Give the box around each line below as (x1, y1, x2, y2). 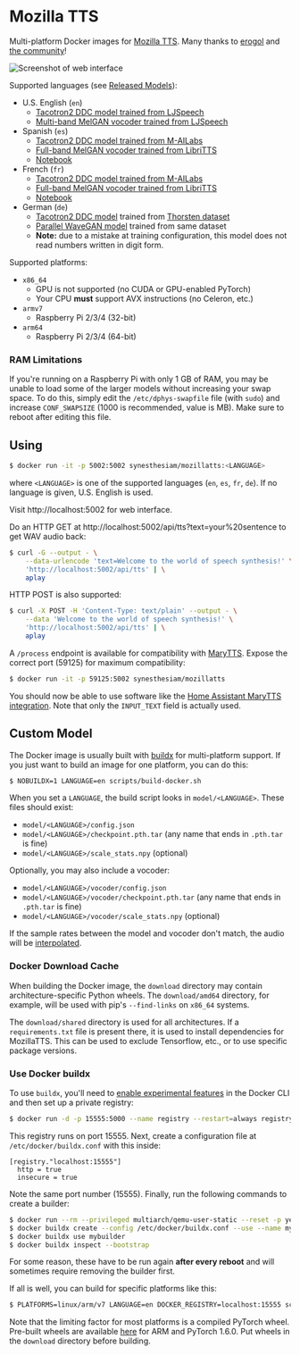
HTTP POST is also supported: (9, 590, 122, 600)
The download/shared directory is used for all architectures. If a (9, 1016, 239, 1027)
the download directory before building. (9, 1335, 152, 1346)
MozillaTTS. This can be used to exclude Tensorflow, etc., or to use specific (9, 1035, 287, 1046)
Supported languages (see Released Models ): (9, 79, 178, 90)
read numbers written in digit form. (35, 239, 164, 250)
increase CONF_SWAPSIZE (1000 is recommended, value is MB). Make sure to (9, 402, 284, 413)
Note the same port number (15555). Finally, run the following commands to (9, 1188, 287, 1199)
